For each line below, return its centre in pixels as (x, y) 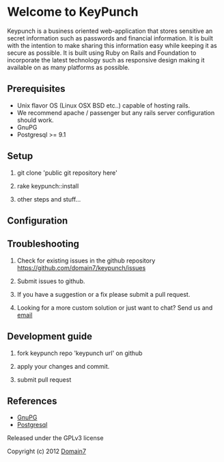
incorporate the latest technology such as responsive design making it (106, 60)
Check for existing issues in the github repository (86, 260)
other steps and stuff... (49, 199)
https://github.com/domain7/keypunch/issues (81, 267)
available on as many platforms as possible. (68, 67)
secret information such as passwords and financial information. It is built (110, 38)
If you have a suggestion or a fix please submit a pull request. (103, 294)
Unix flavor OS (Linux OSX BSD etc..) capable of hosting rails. (103, 105)
